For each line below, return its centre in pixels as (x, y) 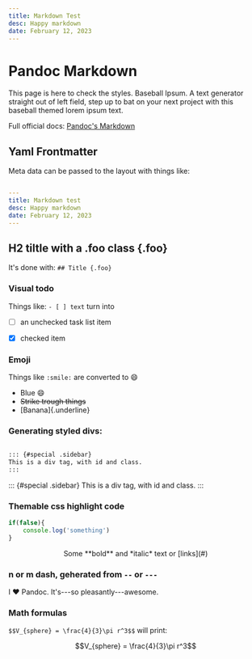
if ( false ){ (27, 523)
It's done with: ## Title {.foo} (60, 268)
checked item (43, 338)
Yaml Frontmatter (53, 152)
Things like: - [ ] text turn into (61, 306)
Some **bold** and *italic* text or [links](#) (136, 553)
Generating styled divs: (55, 431)
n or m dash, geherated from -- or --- (83, 574)
